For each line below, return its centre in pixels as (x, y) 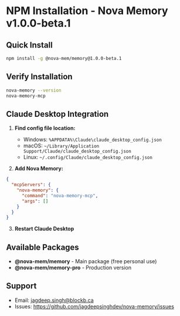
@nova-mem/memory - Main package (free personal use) (86, 261)
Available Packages (43, 247)
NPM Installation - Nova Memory (87, 11)
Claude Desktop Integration (57, 114)
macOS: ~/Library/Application (61, 146)
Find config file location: (45, 128)
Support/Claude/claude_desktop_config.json (77, 152)
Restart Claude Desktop (44, 229)
